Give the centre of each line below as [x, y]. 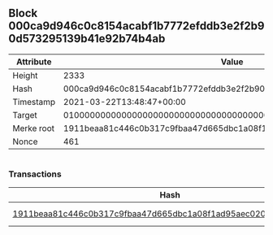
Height [25, 75]
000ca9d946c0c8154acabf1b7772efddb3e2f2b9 [136, 26]
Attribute [34, 62]
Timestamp [34, 102]
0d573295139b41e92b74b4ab [87, 39]
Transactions [35, 174]
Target [25, 115]
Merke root [34, 128]
